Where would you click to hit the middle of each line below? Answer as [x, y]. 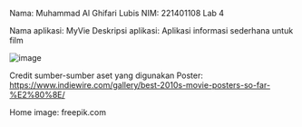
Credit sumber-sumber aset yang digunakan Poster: [107, 75]
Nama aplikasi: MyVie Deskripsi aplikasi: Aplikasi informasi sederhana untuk [151, 30]
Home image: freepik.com [58, 112]
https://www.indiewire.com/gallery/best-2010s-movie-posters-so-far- [140, 85]
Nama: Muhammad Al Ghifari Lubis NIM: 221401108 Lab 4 [117, 13]
